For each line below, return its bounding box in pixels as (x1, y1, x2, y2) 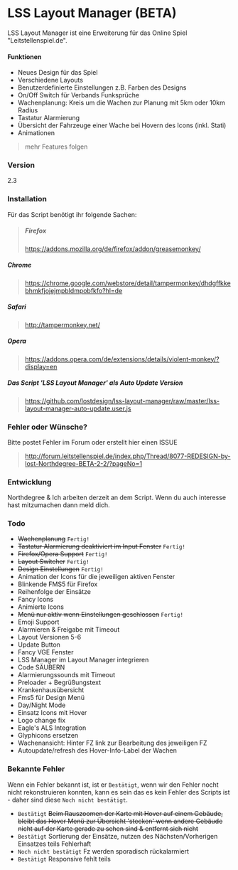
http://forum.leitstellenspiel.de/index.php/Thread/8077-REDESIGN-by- (24, 452, 231, 460)
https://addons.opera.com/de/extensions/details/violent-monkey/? (24, 354, 220, 364)
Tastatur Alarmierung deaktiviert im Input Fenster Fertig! (17, 542, 186, 551)
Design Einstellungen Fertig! (17, 565, 104, 573)
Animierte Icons (17, 603, 64, 611)
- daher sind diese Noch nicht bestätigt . (7, 795, 128, 804)
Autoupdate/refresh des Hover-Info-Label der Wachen (17, 746, 178, 755)
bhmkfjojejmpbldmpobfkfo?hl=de (24, 286, 123, 295)
